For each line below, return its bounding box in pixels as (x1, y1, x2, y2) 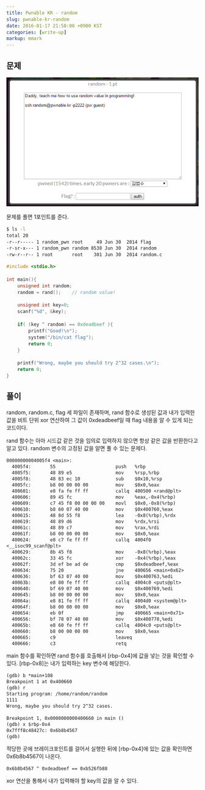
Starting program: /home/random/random (6, 691, 108, 697)
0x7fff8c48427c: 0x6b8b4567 (6, 727, 78, 733)
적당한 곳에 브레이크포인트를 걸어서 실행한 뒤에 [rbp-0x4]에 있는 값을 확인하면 (6, 745, 192, 752)
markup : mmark (6, 35, 43, 42)
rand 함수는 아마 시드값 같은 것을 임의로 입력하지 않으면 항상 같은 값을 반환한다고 (6, 437, 198, 444)
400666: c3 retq (12, 641, 127, 647)
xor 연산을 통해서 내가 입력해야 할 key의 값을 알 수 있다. (6, 777, 138, 784)
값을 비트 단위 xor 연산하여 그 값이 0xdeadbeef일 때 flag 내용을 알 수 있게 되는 (6, 416, 193, 423)
